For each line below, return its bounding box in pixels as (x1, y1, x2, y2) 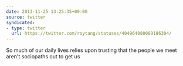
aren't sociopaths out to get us (6, 53, 80, 60)
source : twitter (6, 14, 46, 20)
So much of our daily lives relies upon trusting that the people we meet (6, 47, 177, 54)
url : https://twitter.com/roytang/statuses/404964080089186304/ (11, 31, 172, 37)
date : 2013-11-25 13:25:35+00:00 (6, 8, 88, 15)
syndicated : (6, 19, 35, 25)
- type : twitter (6, 25, 46, 31)
